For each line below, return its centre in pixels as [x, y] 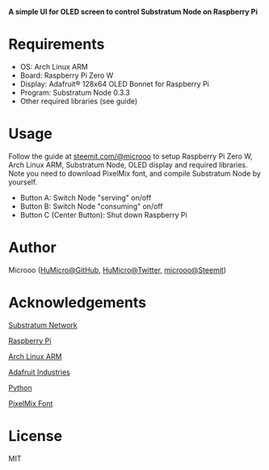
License [36, 436]
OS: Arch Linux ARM [54, 66]
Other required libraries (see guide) [79, 101]
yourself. [23, 182]
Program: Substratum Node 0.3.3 [75, 92]
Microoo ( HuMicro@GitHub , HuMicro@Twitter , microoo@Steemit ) [117, 269]
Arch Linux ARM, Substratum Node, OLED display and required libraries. [128, 164]
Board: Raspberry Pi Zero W [67, 75]
